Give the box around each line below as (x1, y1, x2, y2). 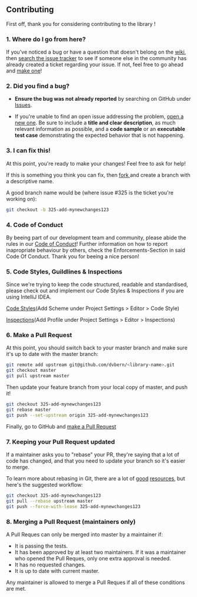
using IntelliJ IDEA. (6, 293, 52, 301)
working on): (6, 195, 37, 202)
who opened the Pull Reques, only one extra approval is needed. (14, 555, 172, 562)
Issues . (14, 101, 32, 108)
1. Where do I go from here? (6, 35, 86, 43)
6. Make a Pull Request (6, 331, 72, 339)
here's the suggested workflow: (6, 481, 84, 489)
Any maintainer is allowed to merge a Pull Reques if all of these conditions (6, 579, 185, 586)
